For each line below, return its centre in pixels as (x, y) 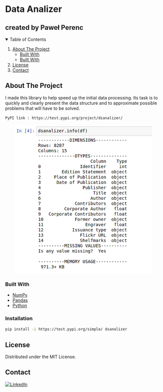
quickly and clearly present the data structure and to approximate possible (81, 103)
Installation (19, 318)
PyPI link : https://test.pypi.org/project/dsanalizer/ (64, 118)
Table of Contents (28, 39)
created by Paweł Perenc (44, 28)
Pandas (20, 300)
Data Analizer (34, 9)
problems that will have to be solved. (43, 108)
